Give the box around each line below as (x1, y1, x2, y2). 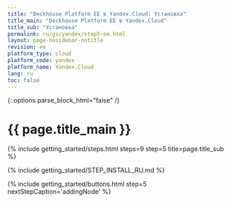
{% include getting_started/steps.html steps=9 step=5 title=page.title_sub (7, 145, 225, 153)
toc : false (7, 76, 40, 84)
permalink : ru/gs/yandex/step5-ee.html (7, 30, 126, 38)
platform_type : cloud (7, 51, 72, 58)
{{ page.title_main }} (7, 121, 132, 137)
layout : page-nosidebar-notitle (7, 37, 103, 44)
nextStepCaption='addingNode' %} (7, 187, 112, 196)
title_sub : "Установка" (7, 24, 78, 31)
